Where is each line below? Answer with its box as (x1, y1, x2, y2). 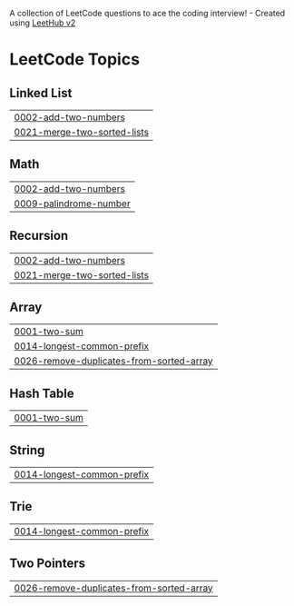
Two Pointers (9, 556, 86, 571)
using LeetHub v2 (9, 17, 76, 28)
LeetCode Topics (9, 49, 141, 70)
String (9, 442, 45, 458)
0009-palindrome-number (14, 197, 131, 210)
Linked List (9, 85, 73, 101)
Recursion (9, 228, 69, 243)
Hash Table (9, 385, 74, 401)
